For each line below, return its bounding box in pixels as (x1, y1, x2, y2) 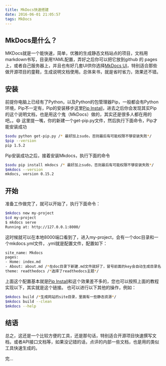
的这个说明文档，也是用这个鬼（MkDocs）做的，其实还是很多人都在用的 (5, 111, 152, 117)
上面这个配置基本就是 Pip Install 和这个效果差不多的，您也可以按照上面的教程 (5, 278, 159, 284)
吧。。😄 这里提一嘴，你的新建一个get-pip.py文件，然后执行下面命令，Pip (5, 118, 153, 123)
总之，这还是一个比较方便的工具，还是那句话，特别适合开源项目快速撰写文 (5, 333, 157, 339)
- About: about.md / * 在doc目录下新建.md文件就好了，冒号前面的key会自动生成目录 (5, 264, 158, 269)
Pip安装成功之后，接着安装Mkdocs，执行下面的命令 (5, 152, 110, 158)
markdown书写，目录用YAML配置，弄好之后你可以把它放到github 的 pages (5, 57, 158, 63)
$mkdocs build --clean (5, 299, 52, 304)
